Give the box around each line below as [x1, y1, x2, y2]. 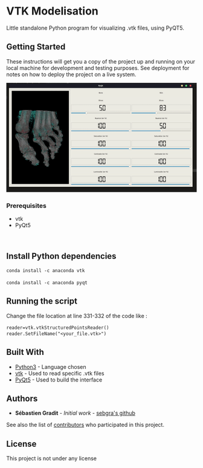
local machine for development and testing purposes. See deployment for [6, 64, 190, 71]
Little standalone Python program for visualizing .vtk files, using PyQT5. [6, 24, 184, 31]
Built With [6, 347, 44, 357]
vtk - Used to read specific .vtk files [14, 369, 105, 377]
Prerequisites [6, 201, 47, 210]
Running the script [6, 296, 77, 307]
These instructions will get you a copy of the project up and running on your [6, 57, 195, 65]
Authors [6, 393, 38, 403]
